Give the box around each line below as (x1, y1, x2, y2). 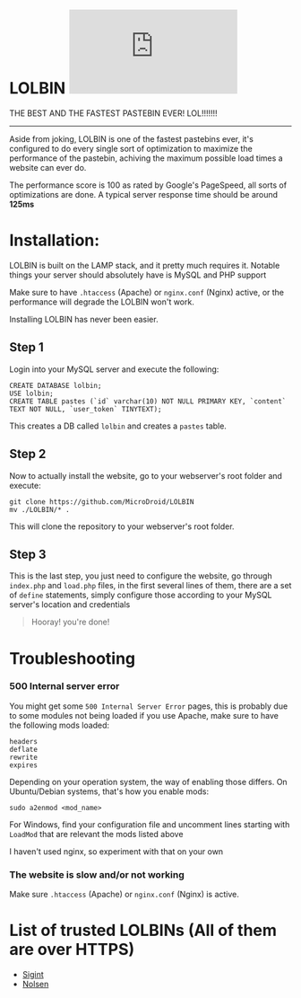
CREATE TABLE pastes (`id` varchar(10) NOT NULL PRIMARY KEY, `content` (9, 396, 287, 406)
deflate (9, 745, 39, 754)
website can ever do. (9, 162, 87, 172)
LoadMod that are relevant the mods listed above (9, 828, 184, 839)
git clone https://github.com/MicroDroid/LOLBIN (9, 497, 194, 507)
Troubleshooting (9, 648, 136, 668)
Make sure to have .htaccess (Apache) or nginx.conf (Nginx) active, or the (9, 287, 285, 297)
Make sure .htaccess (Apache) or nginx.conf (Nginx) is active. (9, 889, 240, 900)
